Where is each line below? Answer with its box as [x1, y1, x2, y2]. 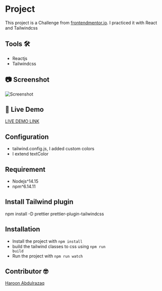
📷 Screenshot [5, 75, 50, 84]
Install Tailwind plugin [5, 198, 74, 206]
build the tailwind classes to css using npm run [12, 243, 106, 249]
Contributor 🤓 [5, 267, 49, 276]
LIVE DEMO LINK [5, 118, 40, 124]
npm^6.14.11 [12, 184, 36, 189]
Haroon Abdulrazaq [5, 280, 45, 286]
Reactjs [12, 55, 28, 61]
